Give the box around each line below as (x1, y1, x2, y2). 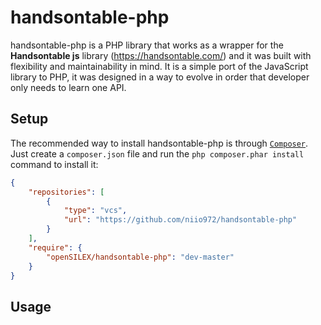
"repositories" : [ (28, 187, 105, 197)
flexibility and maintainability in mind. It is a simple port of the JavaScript (10, 60, 309, 72)
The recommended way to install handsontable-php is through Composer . (10, 137, 309, 149)
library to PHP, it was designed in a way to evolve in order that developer (10, 71, 310, 83)
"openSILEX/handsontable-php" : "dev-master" (46, 252, 235, 262)
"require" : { (28, 242, 83, 253)
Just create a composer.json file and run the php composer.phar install (10, 147, 305, 160)
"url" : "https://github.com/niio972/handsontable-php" (63, 215, 298, 225)
